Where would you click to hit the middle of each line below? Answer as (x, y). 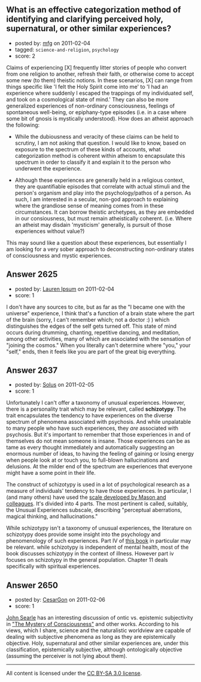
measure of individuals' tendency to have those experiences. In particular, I (99, 491)
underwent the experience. (48, 168)
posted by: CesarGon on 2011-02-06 (60, 600)
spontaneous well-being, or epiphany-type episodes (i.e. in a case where (96, 112)
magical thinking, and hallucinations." (52, 516)
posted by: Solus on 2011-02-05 (54, 385)
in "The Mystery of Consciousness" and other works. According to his (93, 624)
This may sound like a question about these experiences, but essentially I (96, 243)
